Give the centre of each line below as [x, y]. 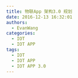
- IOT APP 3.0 [29, 66]
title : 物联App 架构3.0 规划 [39, 11]
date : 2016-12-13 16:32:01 [39, 17]
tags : [13, 50]
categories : [21, 33]
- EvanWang [25, 28]
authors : [17, 22]
